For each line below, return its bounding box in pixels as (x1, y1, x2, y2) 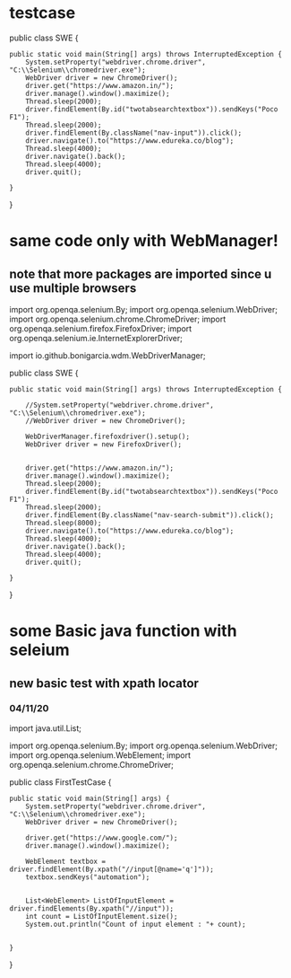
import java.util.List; (9, 722, 82, 734)
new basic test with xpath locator (9, 675, 200, 691)
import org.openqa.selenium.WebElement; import (9, 749, 191, 761)
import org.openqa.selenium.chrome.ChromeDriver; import (9, 313, 227, 324)
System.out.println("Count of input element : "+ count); (25, 920, 246, 929)
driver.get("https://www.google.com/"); (25, 833, 178, 842)
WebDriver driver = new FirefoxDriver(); (25, 439, 182, 449)
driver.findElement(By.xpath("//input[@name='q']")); (9, 865, 215, 874)
